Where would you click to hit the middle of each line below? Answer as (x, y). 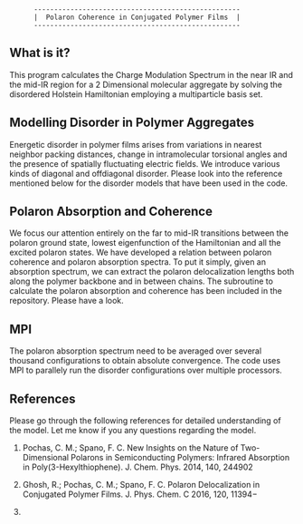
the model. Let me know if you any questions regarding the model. (133, 431)
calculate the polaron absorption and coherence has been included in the (146, 291)
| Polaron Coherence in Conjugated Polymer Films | (137, 17)
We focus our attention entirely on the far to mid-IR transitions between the (149, 233)
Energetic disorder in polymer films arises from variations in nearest (136, 144)
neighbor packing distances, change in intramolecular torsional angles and (148, 154)
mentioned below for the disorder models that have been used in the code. (148, 183)
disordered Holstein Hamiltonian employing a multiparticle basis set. (136, 94)
